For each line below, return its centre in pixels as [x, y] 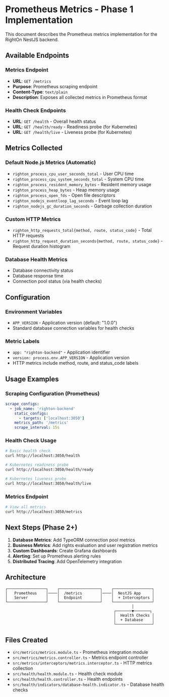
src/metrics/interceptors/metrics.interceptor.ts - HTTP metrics [82, 663]
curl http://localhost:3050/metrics [44, 512]
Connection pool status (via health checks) [57, 281]
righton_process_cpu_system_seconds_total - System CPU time [78, 179]
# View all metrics [26, 507]
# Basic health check [28, 451]
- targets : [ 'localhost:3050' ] [51, 418]
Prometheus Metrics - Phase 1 [69, 9]
